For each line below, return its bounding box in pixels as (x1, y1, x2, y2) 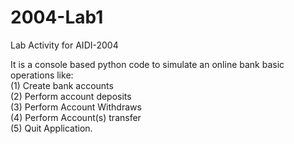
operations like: (10, 69, 74, 81)
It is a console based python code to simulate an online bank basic (10, 58, 285, 70)
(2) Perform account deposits (10, 90, 132, 102)
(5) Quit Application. (10, 122, 93, 134)
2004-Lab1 (10, 6, 104, 29)
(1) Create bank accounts (10, 79, 114, 91)
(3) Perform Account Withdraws (10, 101, 142, 113)
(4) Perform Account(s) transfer (10, 111, 142, 123)
